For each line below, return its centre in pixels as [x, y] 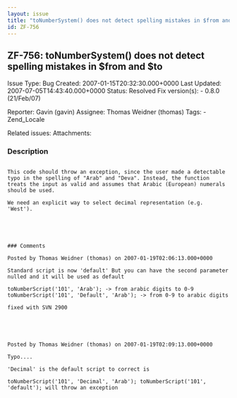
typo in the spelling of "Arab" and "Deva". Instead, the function [109, 178]
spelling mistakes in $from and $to [85, 67]
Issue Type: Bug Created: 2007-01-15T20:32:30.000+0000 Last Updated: [115, 83]
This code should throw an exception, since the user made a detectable [116, 172]
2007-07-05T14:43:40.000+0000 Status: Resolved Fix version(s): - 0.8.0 [114, 91]
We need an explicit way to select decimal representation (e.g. [105, 203]
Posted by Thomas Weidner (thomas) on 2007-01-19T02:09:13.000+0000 [110, 345]
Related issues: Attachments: [49, 133]
